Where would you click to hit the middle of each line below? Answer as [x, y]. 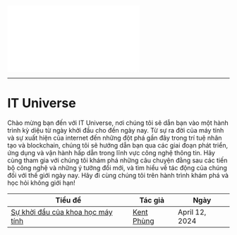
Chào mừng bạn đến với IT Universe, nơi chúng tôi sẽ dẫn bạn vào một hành [118, 123]
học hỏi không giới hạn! [41, 183]
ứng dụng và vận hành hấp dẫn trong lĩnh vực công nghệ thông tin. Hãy [111, 152]
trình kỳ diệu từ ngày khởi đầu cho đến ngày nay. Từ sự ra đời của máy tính [116, 130]
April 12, [192, 212]
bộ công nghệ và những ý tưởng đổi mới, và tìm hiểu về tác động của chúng [117, 167]
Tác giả [152, 200]
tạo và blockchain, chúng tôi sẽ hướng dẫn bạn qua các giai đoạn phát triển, [117, 145]
